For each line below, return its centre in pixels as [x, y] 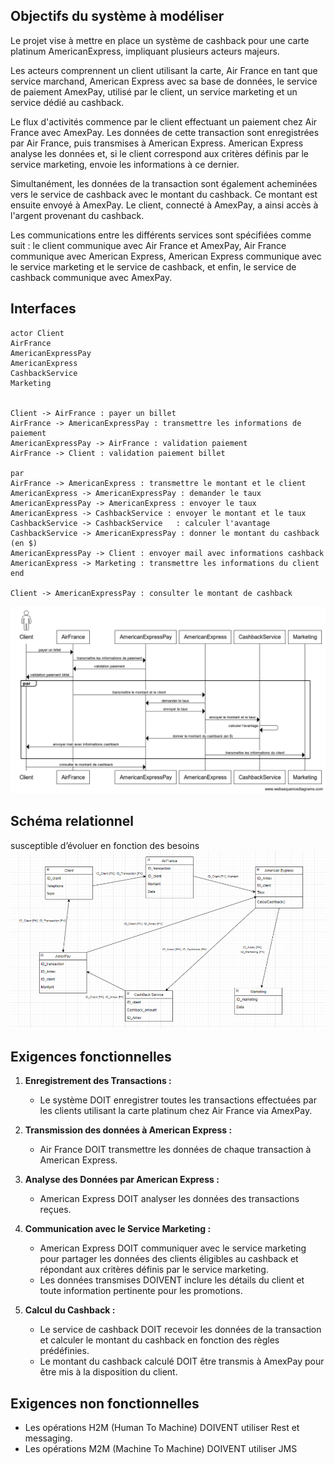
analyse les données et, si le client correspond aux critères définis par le [159, 153]
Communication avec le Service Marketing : [118, 1229]
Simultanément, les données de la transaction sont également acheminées [164, 183]
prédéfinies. [64, 1351]
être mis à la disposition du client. [108, 1372]
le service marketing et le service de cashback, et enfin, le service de [153, 266]
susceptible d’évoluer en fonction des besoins [105, 845]
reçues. [55, 1210]
